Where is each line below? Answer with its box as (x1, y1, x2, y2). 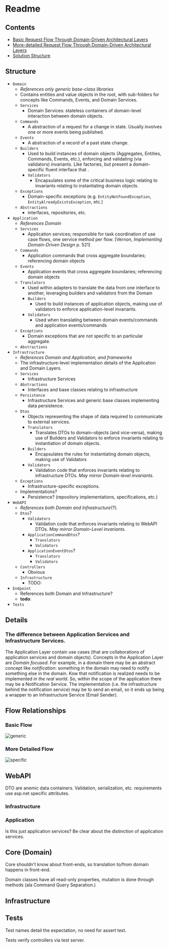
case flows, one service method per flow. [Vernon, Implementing (27, 236, 162, 242)
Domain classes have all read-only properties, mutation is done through (5, 877, 154, 883)
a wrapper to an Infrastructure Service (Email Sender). (5, 691, 118, 697)
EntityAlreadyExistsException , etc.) (27, 198, 103, 205)
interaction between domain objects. (27, 113, 104, 119)
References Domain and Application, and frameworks (20, 354, 132, 360)
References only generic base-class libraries (20, 86, 114, 92)
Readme (5, 3, 41, 15)
